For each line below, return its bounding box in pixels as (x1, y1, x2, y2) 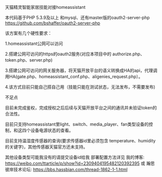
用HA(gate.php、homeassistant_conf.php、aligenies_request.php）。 (5, 74, 143, 79)
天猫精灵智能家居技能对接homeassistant (5, 4, 86, 10)
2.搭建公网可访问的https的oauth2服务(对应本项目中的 (5, 51, 112, 57)
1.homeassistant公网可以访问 (5, 41, 63, 46)
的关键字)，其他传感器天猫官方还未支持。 (5, 144, 88, 150)
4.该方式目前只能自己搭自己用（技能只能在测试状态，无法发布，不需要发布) (5, 84, 156, 89)
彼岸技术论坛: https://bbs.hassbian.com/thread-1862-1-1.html (5, 167, 128, 172)
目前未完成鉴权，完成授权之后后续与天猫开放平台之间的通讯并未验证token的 (5, 105, 157, 111)
